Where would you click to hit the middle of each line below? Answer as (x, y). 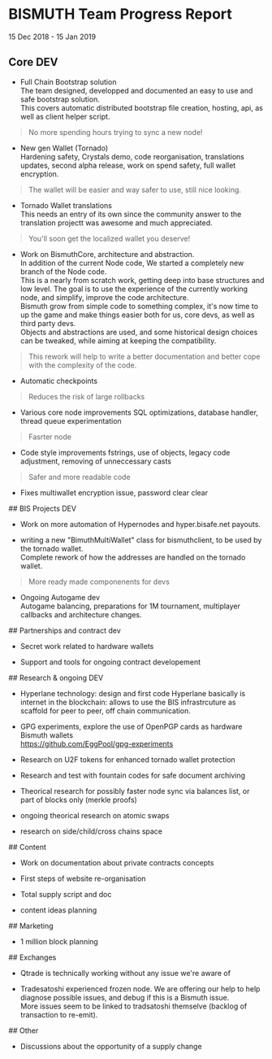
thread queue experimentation (71, 421)
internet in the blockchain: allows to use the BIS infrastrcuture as (128, 702)
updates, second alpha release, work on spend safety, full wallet (128, 165)
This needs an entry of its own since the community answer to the (131, 214)
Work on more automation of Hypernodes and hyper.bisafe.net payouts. (140, 524)
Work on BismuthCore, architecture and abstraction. (107, 254)
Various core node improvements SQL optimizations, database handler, (139, 412)
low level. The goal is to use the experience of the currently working (134, 289)
